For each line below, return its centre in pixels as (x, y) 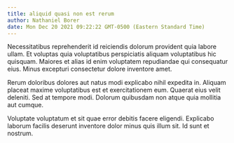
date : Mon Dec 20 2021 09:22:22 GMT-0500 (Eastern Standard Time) (106, 27)
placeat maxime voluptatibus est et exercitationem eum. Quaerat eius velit (114, 90)
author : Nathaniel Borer (43, 20)
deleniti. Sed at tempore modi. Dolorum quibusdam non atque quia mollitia (114, 97)
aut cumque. (26, 105)
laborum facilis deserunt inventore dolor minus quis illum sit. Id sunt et (108, 126)
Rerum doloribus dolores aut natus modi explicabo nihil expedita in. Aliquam (117, 83)
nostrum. (20, 133)
